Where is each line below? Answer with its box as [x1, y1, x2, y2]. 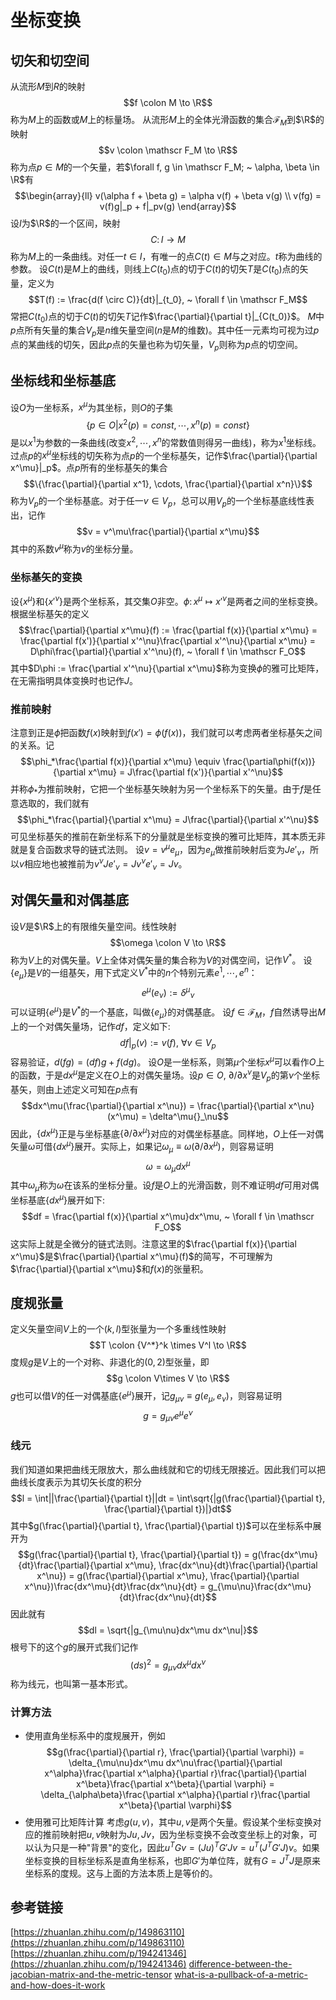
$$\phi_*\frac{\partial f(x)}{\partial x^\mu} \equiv [20, 756, 221, 768]
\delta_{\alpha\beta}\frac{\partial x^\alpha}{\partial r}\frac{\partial [40, 1789, 311, 1801]
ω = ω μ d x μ [145, 1158, 191, 1175]
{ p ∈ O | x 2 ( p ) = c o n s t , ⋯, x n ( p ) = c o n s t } [86, 417, 250, 431]
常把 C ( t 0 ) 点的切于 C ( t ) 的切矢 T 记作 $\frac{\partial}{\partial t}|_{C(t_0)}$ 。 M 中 [10, 310, 325, 325]
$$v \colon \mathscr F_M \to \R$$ [98, 144, 238, 156]
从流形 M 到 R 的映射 [10, 81, 86, 92]
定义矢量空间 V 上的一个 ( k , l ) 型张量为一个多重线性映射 [10, 1323, 227, 1335]
